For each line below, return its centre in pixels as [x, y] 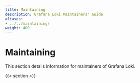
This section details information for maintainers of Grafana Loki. [70, 66]
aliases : [14, 19]
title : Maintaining [25, 10]
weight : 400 [17, 28]
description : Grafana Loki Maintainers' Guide [54, 14]
